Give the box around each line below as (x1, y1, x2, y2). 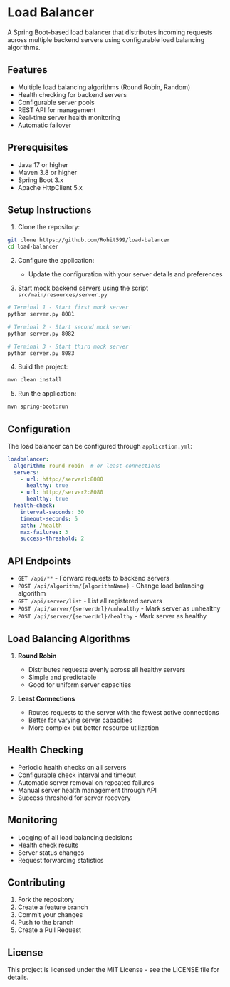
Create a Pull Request (17, 926, 82, 934)
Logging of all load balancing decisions (17, 833, 133, 841)
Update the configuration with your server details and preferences (28, 270, 223, 279)
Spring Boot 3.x (17, 176, 64, 184)
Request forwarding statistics (17, 856, 104, 864)
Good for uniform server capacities (28, 680, 132, 689)
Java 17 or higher (17, 160, 69, 169)
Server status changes (17, 848, 85, 857)
